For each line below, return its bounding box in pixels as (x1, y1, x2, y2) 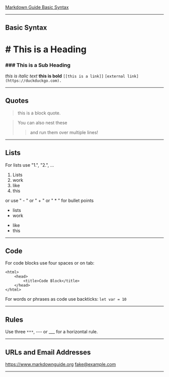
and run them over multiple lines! (30, 129, 99, 135)
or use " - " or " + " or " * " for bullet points (5, 197, 94, 203)
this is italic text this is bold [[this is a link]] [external (5, 73, 126, 79)
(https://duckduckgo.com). (5, 78, 62, 83)
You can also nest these (17, 119, 67, 125)
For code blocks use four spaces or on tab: (5, 260, 95, 266)
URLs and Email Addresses (5, 348, 91, 356)
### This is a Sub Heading (5, 61, 71, 68)
